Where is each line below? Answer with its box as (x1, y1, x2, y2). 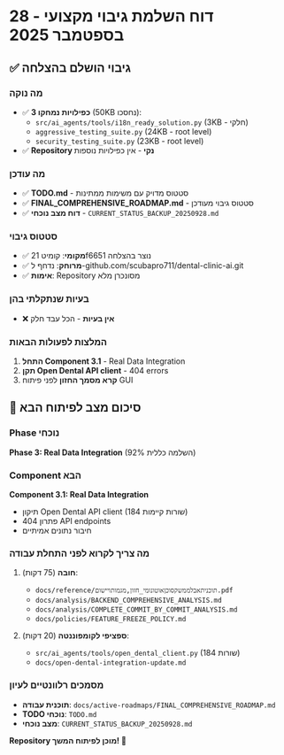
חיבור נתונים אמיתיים (21, 525, 92, 536)
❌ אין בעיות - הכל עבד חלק (21, 312, 115, 324)
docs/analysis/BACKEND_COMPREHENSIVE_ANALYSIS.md (35, 596, 223, 605)
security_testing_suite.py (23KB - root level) (35, 135, 204, 146)
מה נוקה (9, 87, 43, 99)
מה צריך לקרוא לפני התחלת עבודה (9, 547, 150, 559)
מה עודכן (9, 167, 46, 180)
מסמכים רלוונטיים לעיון (9, 679, 104, 691)
